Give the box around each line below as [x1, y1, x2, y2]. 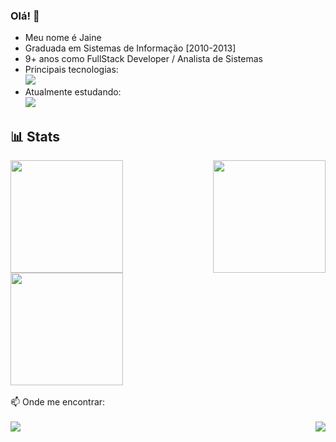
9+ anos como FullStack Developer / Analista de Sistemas [24, 53, 263, 65]
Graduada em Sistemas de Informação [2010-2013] [24, 42, 237, 54]
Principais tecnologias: [24, 64, 119, 76]
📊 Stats [10, 128, 61, 145]
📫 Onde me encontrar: [10, 396, 106, 408]
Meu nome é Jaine [24, 32, 102, 44]
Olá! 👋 [10, 9, 40, 23]
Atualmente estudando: [24, 86, 122, 98]
